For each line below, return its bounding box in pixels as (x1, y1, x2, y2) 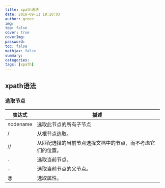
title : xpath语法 (5, 7, 39, 12)
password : (5, 39, 26, 44)
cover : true (5, 30, 29, 35)
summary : (5, 53, 23, 58)
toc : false (5, 44, 27, 49)
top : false (5, 26, 27, 31)
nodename (7, 121, 32, 127)
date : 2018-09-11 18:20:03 (5, 12, 60, 17)
